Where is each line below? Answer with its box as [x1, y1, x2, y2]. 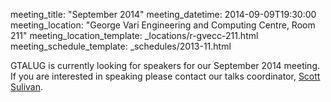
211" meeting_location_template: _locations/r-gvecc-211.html [10, 30, 259, 41]
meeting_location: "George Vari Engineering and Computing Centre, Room [10, 19, 316, 31]
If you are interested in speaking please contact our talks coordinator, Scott [10, 70, 321, 82]
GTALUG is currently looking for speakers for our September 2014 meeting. [10, 60, 321, 71]
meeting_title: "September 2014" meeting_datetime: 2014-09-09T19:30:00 [10, 9, 317, 20]
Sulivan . [10, 81, 44, 93]
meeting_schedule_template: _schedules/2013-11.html [10, 40, 232, 52]
